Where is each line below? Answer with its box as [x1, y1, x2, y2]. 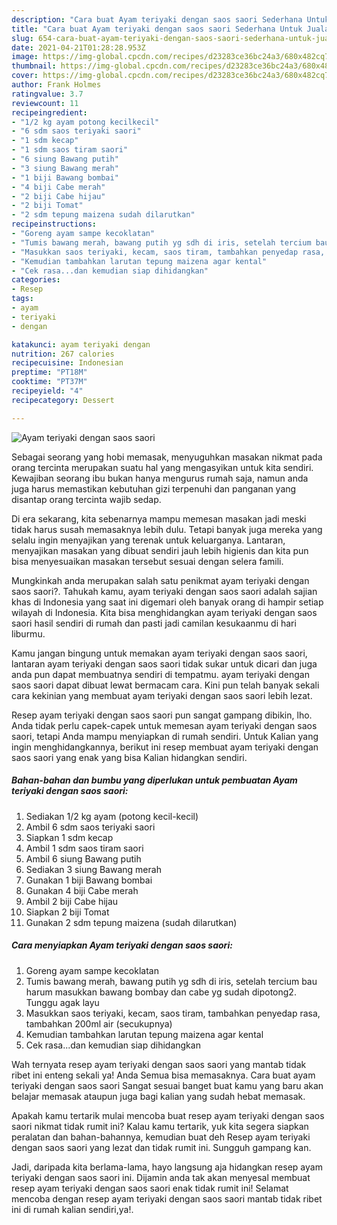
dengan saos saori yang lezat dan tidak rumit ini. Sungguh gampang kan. [11, 1141, 312, 1153]
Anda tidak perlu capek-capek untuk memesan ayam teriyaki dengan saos [11, 719, 318, 731]
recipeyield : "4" [11, 386, 84, 396]
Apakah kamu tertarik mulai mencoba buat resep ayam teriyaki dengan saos [11, 1109, 325, 1121]
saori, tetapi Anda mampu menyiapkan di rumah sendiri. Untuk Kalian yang [11, 730, 319, 742]
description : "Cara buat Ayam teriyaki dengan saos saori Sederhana [11, 14, 303, 25]
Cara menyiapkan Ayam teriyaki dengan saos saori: [11, 939, 233, 951]
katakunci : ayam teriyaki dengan [11, 339, 151, 350]
